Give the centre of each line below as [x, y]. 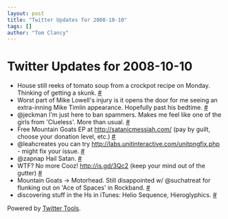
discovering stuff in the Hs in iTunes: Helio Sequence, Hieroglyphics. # [117, 195]
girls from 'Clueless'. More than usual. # [73, 122]
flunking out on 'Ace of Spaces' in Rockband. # [83, 188]
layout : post [26, 13]
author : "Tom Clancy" [38, 33]
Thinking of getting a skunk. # [59, 93]
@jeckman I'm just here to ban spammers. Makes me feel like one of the [119, 115]
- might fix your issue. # [51, 151]
